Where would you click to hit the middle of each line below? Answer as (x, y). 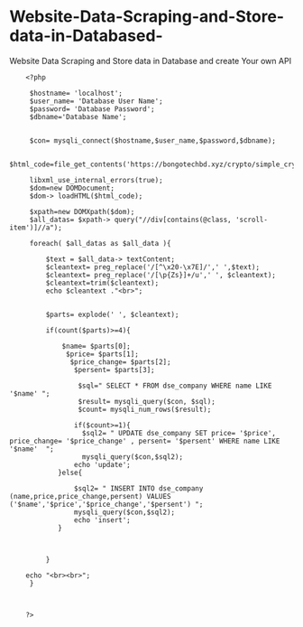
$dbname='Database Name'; (78, 117)
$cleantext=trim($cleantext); (102, 283)
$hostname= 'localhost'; (76, 93)
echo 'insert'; (102, 520)
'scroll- (252, 220)
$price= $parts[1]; (103, 354)
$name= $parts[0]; (96, 346)
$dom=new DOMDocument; (72, 188)
